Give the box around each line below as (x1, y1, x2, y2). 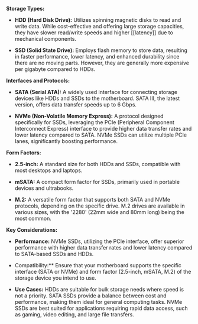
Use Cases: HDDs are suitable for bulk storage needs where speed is (14, 286, 184, 293)
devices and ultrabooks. (14, 184, 74, 192)
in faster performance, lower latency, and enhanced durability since (14, 53, 180, 60)
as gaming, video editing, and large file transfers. (14, 311, 134, 318)
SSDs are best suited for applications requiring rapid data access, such (14, 304, 188, 312)
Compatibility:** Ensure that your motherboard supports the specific (14, 262, 182, 268)
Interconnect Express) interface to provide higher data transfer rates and (14, 125, 192, 132)
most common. (14, 215, 51, 222)
